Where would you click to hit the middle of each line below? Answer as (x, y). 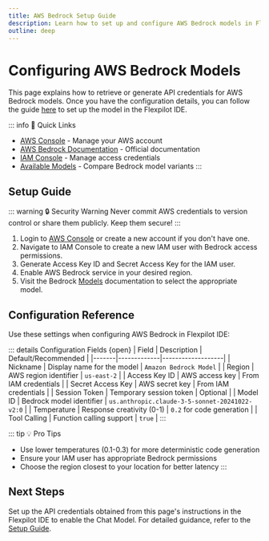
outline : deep (32, 31)
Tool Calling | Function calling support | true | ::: (87, 417)
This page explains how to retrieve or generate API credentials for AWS (125, 92)
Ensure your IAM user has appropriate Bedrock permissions (118, 458)
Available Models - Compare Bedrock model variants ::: (111, 166)
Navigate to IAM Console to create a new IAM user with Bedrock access (139, 247)
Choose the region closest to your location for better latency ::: (123, 466)
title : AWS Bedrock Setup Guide (62, 16)
